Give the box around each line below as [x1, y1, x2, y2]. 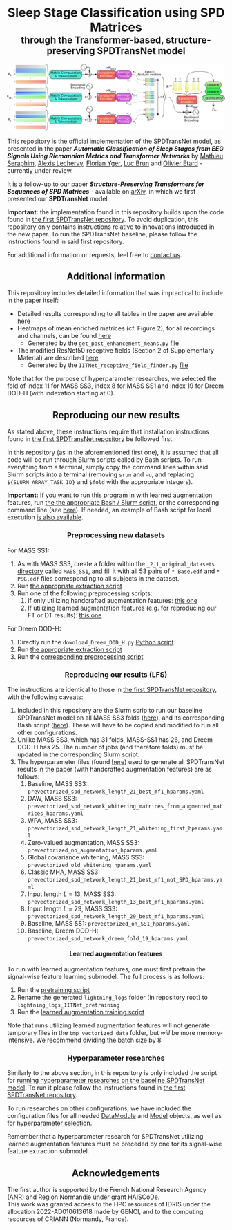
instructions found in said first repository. [7, 237, 124, 245]
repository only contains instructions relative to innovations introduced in [7, 223, 215, 231]
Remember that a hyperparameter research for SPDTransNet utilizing [7, 1133, 204, 1141]
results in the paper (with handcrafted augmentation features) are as [17, 765, 212, 773]
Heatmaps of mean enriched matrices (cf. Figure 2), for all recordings [17, 324, 215, 333]
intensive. [7, 1036, 35, 1045]
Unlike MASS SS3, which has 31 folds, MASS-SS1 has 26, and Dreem [17, 735, 213, 744]
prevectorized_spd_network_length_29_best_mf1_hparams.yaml [27, 913, 204, 920]
